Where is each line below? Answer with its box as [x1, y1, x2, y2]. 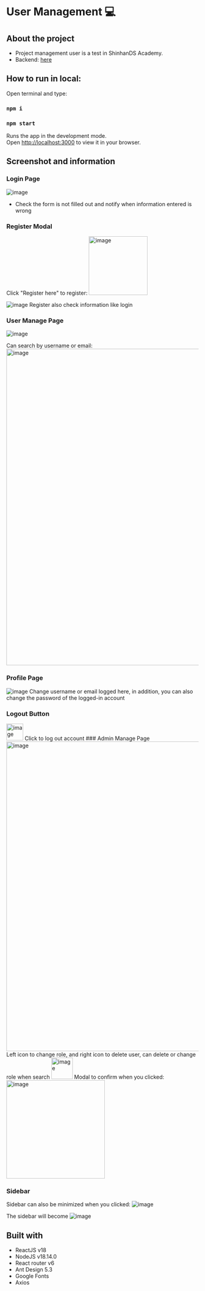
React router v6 [15, 1259, 55, 1267]
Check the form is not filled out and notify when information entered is [15, 200, 192, 207]
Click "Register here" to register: [6, 289, 88, 297]
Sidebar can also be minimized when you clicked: [6, 1201, 131, 1208]
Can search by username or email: [6, 342, 93, 350]
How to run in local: [6, 74, 81, 84]
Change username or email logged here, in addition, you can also [29, 688, 193, 695]
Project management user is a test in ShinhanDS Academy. [15, 49, 164, 57]
